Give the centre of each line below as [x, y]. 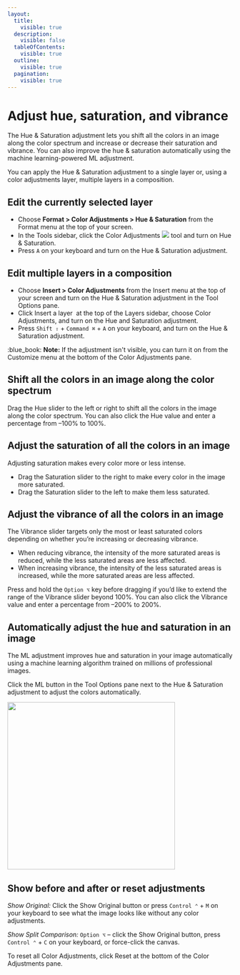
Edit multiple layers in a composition [90, 273]
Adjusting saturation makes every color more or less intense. [96, 463]
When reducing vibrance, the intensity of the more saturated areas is [119, 553]
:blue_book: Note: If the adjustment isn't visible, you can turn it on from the [118, 349]
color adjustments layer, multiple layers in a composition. [91, 180]
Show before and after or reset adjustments [106, 888]
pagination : [32, 74]
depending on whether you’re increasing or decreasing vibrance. [103, 539]
